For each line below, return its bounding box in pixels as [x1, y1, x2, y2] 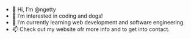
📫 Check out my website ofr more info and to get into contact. [12, 26, 170, 33]
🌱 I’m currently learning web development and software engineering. [12, 19, 185, 26]
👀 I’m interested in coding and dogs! [12, 12, 103, 19]
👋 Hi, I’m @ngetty [12, 6, 56, 13]
